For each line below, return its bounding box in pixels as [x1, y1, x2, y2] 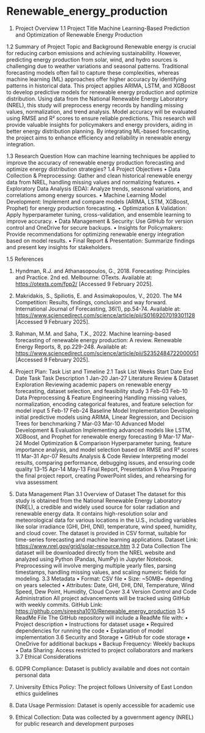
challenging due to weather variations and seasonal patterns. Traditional [6, 62, 188, 70]
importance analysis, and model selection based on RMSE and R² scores [15, 446, 199, 453]
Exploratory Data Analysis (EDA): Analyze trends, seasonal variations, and [6, 185, 193, 192]
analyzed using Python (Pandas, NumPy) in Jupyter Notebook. [15, 555, 173, 563]
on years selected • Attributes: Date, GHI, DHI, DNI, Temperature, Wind [15, 581, 195, 588]
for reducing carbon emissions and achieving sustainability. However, [6, 49, 182, 56]
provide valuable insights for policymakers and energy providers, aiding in [6, 121, 193, 128]
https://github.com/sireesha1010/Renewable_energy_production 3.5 [15, 607, 185, 615]
